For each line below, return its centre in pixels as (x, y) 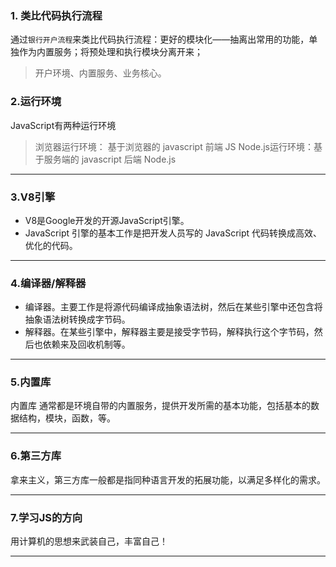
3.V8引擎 (33, 197)
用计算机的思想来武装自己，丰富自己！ (89, 541)
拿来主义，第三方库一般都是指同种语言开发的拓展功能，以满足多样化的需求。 (168, 479)
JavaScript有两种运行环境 (63, 125)
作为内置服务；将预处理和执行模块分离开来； (110, 52)
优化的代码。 (51, 245)
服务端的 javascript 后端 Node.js (110, 159)
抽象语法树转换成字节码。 (77, 319)
